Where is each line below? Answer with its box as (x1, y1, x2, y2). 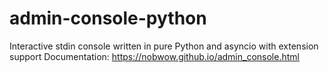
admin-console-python (9, 7, 207, 30)
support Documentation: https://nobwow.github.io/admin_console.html (9, 50, 300, 62)
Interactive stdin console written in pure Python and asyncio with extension (9, 40, 319, 52)
